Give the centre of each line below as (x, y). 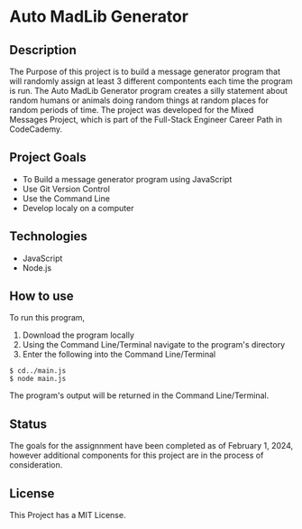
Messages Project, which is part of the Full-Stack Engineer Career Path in (146, 120)
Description (43, 50)
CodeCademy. (36, 129)
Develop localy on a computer (78, 208)
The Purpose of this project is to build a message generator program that (145, 71)
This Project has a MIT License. (68, 515)
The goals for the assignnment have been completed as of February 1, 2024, (151, 446)
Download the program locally (78, 335)
